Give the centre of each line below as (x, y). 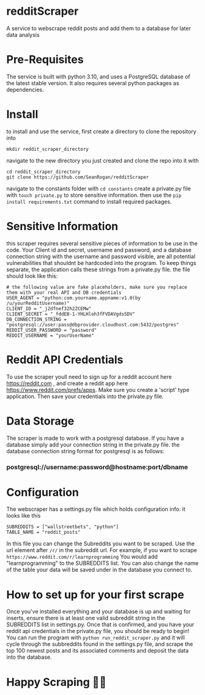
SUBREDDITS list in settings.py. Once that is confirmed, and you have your (100, 624)
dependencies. (25, 90)
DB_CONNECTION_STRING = (37, 319)
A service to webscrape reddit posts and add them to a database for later (99, 28)
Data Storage (40, 421)
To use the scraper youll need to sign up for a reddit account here (89, 377)
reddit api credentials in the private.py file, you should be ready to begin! (98, 631)
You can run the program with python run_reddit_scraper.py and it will (96, 638)
